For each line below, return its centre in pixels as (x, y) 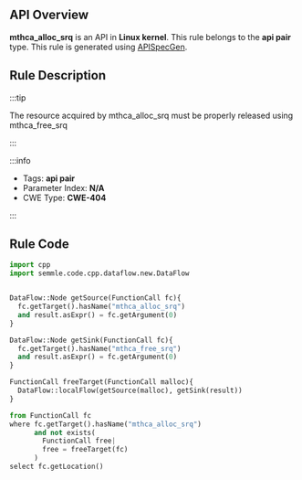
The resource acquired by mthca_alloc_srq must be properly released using (151, 115)
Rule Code (40, 245)
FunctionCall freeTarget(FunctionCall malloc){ (102, 382)
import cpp (30, 265)
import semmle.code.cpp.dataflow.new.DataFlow (99, 273)
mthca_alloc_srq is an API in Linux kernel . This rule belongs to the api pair (151, 37)
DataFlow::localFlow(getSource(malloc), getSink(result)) (130, 391)
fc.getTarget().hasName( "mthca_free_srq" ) (99, 348)
